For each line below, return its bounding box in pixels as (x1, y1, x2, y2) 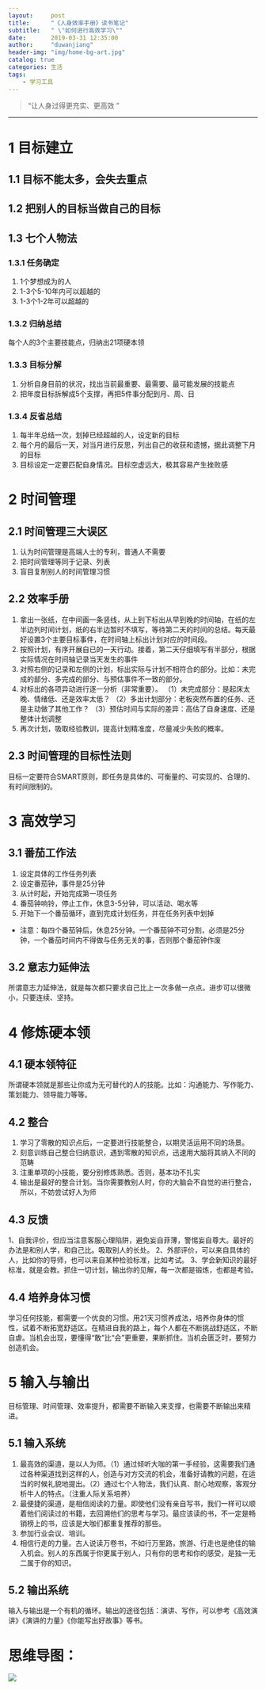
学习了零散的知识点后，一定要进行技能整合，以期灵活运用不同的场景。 (19, 1138, 249, 1147)
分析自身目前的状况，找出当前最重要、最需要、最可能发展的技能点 (19, 379, 235, 388)
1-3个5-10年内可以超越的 (19, 287, 101, 296)
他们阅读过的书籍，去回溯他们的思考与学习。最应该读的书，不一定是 (26, 1509, 249, 1518)
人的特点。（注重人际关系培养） (33, 1489, 135, 1498)
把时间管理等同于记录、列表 (19, 557, 111, 567)
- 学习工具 (22, 78, 54, 86)
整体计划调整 (19, 714, 62, 723)
